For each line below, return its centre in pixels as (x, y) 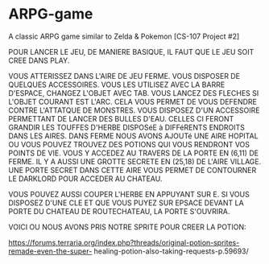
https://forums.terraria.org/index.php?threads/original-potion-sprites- (124, 242)
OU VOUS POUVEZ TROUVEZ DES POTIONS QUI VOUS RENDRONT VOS (129, 144)
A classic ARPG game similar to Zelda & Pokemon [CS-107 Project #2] (124, 36)
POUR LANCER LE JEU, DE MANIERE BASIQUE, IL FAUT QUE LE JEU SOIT (131, 52)
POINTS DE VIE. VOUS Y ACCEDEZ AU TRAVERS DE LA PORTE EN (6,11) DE (134, 153)
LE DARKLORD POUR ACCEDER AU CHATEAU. (85, 179)
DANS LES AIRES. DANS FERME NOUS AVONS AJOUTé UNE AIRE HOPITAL (134, 136)
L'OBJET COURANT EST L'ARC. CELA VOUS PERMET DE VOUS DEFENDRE (133, 101)
